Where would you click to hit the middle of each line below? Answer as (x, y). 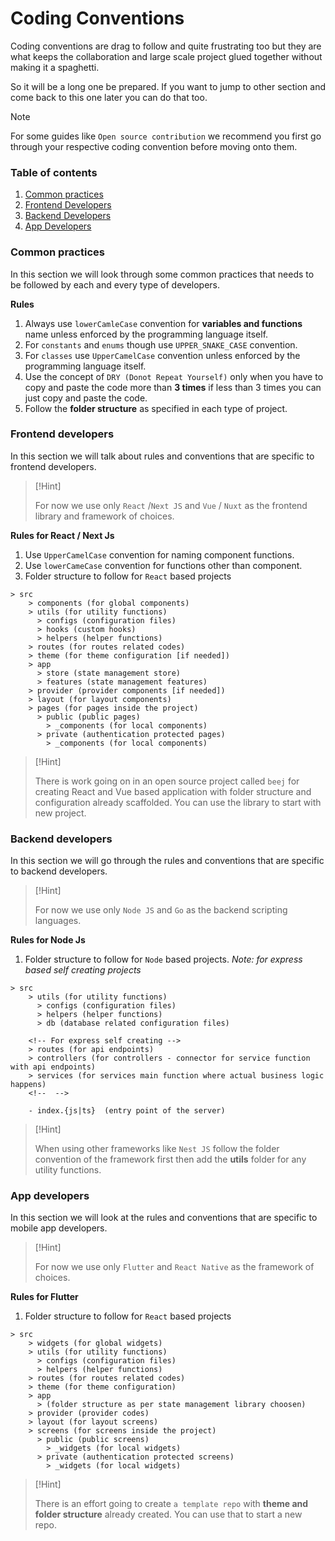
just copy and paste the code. (86, 398)
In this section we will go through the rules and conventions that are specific (167, 861)
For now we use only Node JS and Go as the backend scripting (161, 910)
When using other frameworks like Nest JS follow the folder (157, 1149)
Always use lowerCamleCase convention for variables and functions (163, 323)
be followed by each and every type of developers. (115, 284)
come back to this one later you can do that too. (109, 97)
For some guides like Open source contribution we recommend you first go (166, 136)
